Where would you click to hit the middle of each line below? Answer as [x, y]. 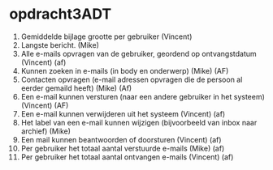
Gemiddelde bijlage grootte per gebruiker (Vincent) [106, 36]
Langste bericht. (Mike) [60, 45]
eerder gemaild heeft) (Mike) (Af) [76, 88]
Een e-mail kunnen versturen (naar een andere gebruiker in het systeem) [143, 96]
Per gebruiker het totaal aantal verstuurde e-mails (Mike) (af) [123, 148]
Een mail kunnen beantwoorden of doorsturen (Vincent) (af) [121, 139]
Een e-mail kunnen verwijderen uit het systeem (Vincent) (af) [123, 113]
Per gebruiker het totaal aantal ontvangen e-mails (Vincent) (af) [127, 157]
